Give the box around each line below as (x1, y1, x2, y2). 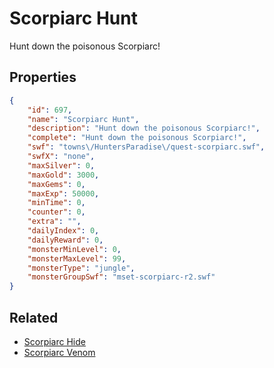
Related (9, 309, 59, 326)
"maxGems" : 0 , (27, 179, 86, 189)
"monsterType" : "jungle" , (27, 263, 136, 273)
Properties (9, 69, 77, 86)
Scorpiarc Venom (23, 346, 96, 358)
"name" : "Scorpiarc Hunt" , (27, 114, 140, 124)
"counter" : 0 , (27, 207, 86, 217)
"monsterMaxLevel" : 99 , (27, 253, 127, 264)
